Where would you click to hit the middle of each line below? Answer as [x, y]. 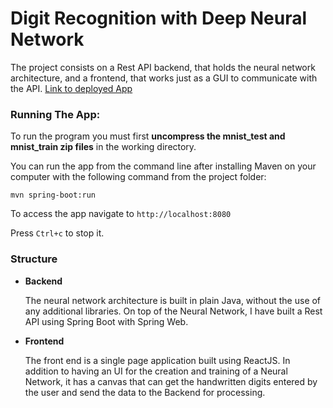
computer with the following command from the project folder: [138, 177]
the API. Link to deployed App [71, 88]
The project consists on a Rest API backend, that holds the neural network [163, 67]
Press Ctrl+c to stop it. [57, 233]
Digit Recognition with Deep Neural [159, 18]
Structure [34, 259]
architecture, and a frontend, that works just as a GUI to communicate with [164, 78]
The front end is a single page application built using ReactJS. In [157, 360]
